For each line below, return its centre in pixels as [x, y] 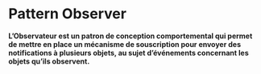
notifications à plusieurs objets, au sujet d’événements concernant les [129, 53]
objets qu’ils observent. [49, 61]
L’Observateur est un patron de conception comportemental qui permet [130, 36]
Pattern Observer [68, 14]
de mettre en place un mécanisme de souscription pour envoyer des [125, 44]
